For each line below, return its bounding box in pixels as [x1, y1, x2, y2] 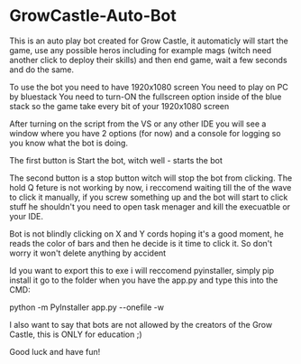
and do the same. [9, 64, 75, 75]
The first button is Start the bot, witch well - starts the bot [9, 154, 223, 165]
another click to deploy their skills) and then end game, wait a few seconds [9, 54, 287, 65]
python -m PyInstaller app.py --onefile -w [9, 302, 165, 313]
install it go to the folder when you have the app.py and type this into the [9, 275, 278, 285]
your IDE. [9, 210, 43, 221]
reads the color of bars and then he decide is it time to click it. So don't [9, 238, 273, 248]
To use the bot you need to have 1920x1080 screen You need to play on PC [9, 81, 288, 92]
